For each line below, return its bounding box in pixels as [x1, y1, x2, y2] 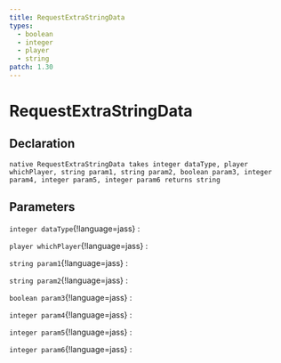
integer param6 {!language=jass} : [9, 343, 132, 354]
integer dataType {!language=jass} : [9, 223, 140, 234]
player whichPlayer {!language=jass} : [9, 240, 149, 251]
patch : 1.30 [9, 63, 53, 72]
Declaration [9, 136, 76, 151]
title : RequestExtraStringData [9, 12, 125, 22]
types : [9, 21, 34, 30]
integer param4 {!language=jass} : [9, 309, 132, 320]
